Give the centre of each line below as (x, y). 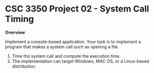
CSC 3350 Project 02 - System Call (77, 9)
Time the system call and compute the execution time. (66, 56)
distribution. (24, 66)
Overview (15, 32)
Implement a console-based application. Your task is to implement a (73, 41)
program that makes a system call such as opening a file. (62, 47)
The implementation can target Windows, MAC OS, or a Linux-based (81, 61)
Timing (19, 19)
